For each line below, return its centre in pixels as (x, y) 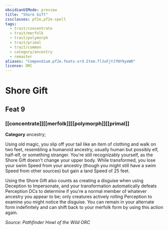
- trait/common (26, 47)
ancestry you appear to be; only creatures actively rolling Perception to (78, 197)
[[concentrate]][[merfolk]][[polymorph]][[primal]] (67, 124)
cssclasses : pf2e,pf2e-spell (36, 19)
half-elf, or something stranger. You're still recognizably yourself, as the (79, 155)
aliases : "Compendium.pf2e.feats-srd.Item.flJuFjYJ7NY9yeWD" (70, 61)
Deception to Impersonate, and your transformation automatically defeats (81, 186)
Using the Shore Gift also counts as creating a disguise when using (74, 181)
